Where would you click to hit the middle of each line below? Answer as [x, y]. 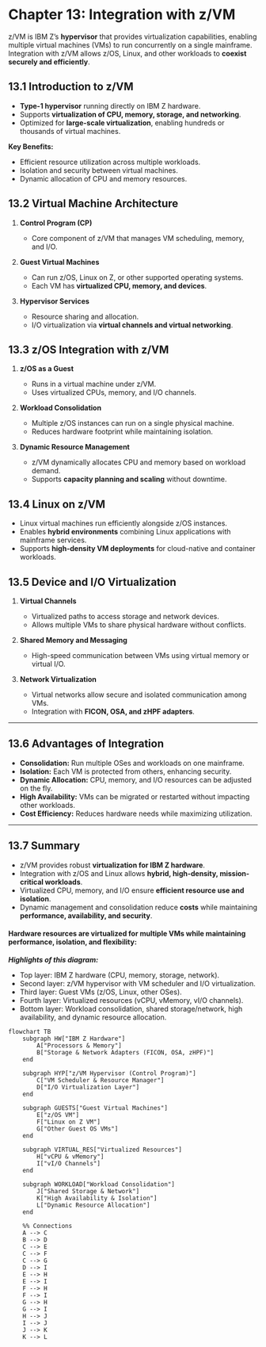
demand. [46, 471]
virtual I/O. [48, 664]
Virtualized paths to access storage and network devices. [125, 616]
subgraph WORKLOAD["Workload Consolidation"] [99, 1184]
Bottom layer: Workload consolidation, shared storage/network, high [131, 1008]
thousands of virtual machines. [70, 131]
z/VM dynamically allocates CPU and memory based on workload [139, 462]
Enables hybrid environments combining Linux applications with [125, 532]
